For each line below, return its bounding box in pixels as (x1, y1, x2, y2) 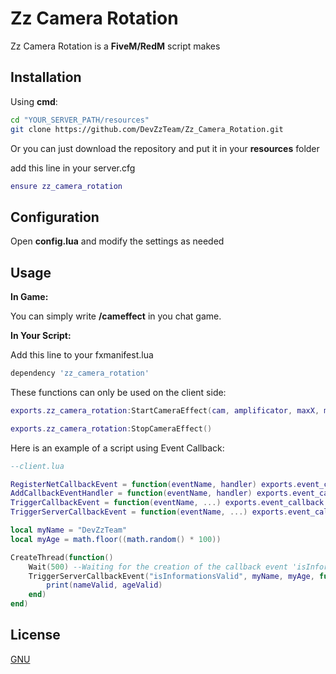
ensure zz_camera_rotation (10, 181, 123, 191)
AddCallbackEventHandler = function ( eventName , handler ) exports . (10, 488, 293, 499)
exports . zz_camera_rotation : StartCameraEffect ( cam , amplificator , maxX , (10, 405, 320, 416)
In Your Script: (10, 330, 72, 341)
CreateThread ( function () (10, 552, 114, 562)
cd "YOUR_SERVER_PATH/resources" (10, 115, 150, 125)
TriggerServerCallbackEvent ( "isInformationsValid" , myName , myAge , (28, 571, 315, 581)
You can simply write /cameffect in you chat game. (10, 310, 222, 322)
